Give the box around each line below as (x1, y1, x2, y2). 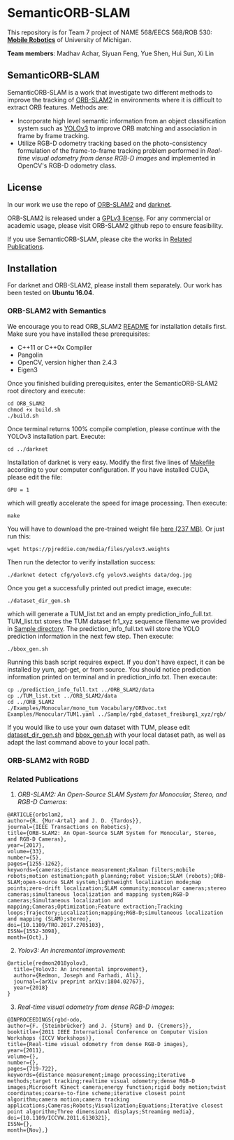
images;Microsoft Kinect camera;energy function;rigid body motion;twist (7, 1083, 227, 1091)
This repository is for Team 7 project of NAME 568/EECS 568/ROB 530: (7, 28, 213, 36)
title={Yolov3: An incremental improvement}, (13, 965, 149, 972)
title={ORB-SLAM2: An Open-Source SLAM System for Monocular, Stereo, (7, 829, 217, 836)
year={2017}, (7, 841, 45, 849)
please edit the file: (7, 473, 63, 481)
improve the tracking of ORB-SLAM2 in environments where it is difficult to (7, 95, 222, 104)
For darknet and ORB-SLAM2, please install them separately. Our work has (7, 281, 222, 290)
